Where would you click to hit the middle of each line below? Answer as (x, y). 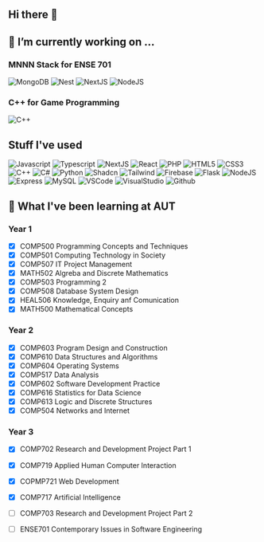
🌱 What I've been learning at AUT (92, 206)
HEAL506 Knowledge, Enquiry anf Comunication (99, 300)
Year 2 (21, 330)
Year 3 (21, 432)
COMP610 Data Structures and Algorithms (89, 356)
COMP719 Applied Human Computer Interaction (98, 465)
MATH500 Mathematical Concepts (76, 309)
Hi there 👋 (33, 15)
